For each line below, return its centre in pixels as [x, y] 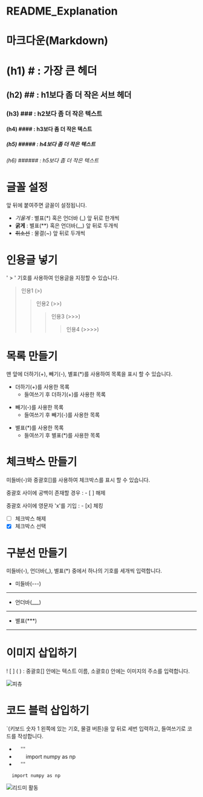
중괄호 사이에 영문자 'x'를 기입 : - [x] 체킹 [55, 506]
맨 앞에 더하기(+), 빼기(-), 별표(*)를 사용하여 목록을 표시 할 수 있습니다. [89, 374]
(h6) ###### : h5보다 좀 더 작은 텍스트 [53, 160]
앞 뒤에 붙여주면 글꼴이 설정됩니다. [47, 205]
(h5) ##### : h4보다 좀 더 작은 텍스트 [51, 144]
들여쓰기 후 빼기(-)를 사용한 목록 [62, 415]
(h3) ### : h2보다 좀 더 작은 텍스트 [54, 113]
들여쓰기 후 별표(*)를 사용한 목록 [62, 435]
